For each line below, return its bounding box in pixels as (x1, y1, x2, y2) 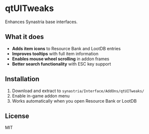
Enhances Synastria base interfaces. (5, 19, 78, 25)
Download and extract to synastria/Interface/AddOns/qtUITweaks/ (12, 88, 145, 94)
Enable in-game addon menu (12, 93, 70, 99)
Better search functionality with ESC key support (12, 61, 111, 67)
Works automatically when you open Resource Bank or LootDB (12, 98, 137, 104)
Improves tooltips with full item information (12, 51, 99, 56)
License (5, 112, 29, 120)
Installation (5, 75, 40, 83)
